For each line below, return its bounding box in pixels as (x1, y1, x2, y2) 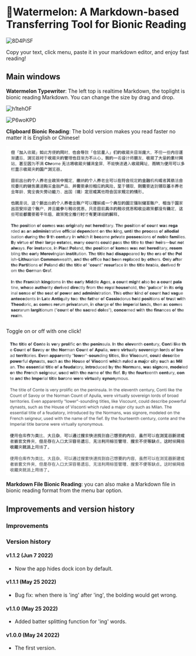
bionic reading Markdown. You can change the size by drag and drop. (6, 93, 175, 100)
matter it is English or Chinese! (6, 134, 80, 141)
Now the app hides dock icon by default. (14, 565, 113, 572)
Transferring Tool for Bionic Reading (6, 18, 187, 31)
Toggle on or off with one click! (6, 328, 82, 335)
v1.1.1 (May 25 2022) (6, 578, 57, 586)
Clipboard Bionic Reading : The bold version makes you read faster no (6, 127, 176, 134)
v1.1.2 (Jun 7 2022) (6, 552, 53, 559)
